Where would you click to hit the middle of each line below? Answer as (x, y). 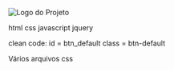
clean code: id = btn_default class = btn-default (87, 43)
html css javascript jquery (51, 28)
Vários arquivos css (41, 59)
